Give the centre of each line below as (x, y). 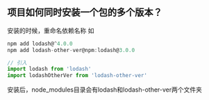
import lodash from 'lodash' (49, 69)
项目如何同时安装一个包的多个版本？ (85, 12)
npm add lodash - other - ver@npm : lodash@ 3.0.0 (71, 50)
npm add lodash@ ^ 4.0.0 (40, 44)
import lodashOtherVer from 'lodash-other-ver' (77, 76)
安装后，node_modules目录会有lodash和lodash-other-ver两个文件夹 (105, 90)
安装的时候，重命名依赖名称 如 (51, 31)
